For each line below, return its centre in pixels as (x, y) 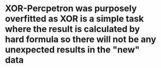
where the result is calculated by (72, 29)
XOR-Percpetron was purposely (71, 8)
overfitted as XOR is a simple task (74, 19)
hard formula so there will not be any (81, 40)
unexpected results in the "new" (72, 50)
